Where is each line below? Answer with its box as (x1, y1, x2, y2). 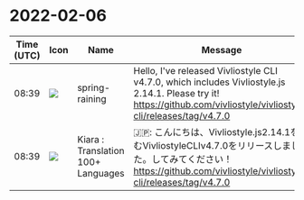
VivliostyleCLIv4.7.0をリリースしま (142, 139, 291, 151)
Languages (76, 167, 125, 179)
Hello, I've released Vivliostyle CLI (133, 64, 279, 77)
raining (76, 92, 107, 105)
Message (201, 43, 242, 56)
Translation (76, 144, 125, 157)
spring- (76, 81, 110, 94)
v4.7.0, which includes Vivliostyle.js (133, 76, 286, 88)
